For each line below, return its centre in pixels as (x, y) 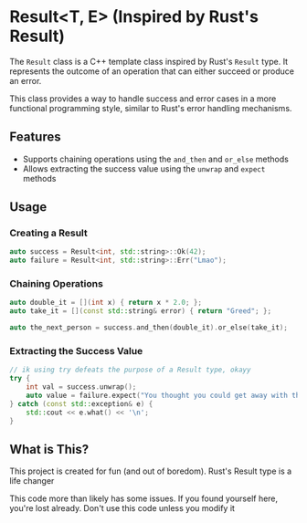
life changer (32, 481)
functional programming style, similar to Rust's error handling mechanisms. (151, 108)
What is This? (49, 449)
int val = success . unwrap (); (81, 387)
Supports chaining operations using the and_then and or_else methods (156, 159)
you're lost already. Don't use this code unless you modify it (122, 508)
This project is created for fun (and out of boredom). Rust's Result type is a (151, 471)
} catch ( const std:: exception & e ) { (81, 403)
